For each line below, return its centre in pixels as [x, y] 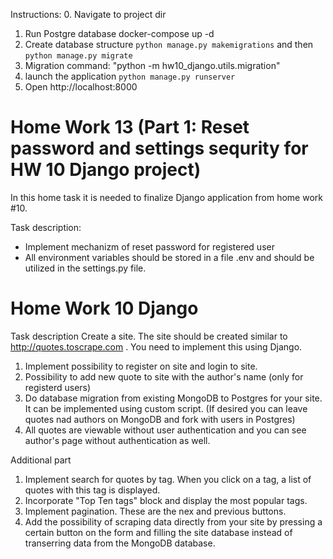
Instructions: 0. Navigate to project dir [88, 14]
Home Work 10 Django [104, 308]
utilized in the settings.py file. [85, 268]
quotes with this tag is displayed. [92, 490]
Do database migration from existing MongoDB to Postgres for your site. [173, 398]
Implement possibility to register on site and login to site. [141, 366]
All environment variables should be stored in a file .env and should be [169, 257]
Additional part [41, 460]
